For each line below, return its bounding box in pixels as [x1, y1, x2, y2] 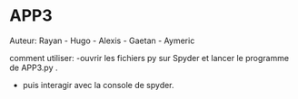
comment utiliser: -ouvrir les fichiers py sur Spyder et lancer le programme [9, 52, 289, 63]
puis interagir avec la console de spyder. [22, 79, 174, 90]
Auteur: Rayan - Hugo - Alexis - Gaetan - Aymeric [9, 35, 195, 46]
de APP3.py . [9, 62, 58, 73]
